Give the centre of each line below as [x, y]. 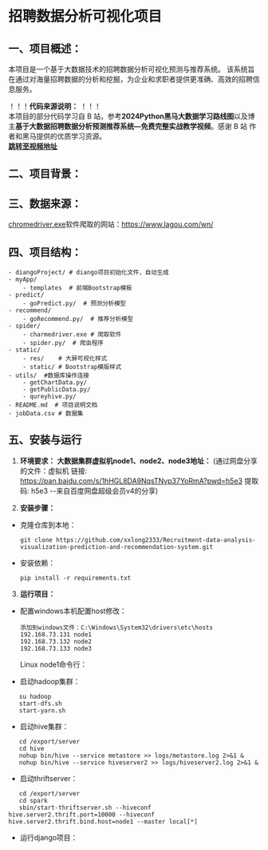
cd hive [32, 748]
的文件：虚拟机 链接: [53, 471]
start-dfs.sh [40, 704]
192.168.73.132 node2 [55, 641]
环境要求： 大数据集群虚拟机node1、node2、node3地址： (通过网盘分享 [138, 460]
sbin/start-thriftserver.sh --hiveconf [85, 808]
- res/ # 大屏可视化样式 [65, 359]
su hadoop [35, 696]
